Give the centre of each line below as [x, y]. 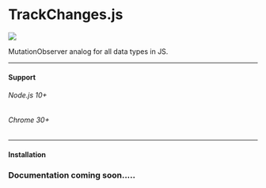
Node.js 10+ [28, 95]
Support [22, 77]
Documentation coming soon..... [72, 175]
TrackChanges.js [66, 15]
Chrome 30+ [29, 120]
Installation [27, 154]
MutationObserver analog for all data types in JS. [88, 51]
